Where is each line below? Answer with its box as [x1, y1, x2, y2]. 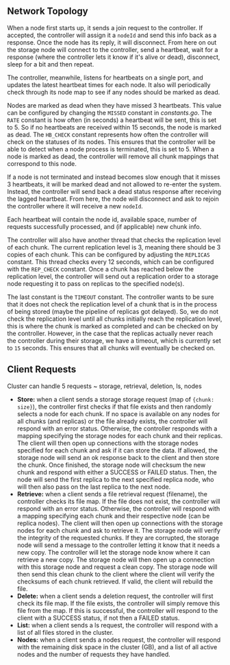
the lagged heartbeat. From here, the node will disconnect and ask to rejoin [7, 195, 219, 203]
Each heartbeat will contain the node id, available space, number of [7, 215, 197, 223]
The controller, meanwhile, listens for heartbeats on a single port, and [7, 73, 203, 82]
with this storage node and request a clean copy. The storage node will [16, 562, 218, 571]
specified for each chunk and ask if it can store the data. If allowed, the [16, 446, 218, 455]
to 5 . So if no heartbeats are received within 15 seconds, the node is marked [7, 123, 222, 131]
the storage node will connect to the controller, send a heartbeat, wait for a [7, 45, 218, 53]
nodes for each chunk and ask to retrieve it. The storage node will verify [16, 526, 221, 534]
